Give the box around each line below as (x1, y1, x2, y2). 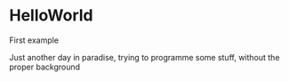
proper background (9, 61, 81, 72)
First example (9, 35, 60, 45)
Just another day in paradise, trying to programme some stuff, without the (9, 52, 280, 62)
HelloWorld (9, 5, 93, 26)
